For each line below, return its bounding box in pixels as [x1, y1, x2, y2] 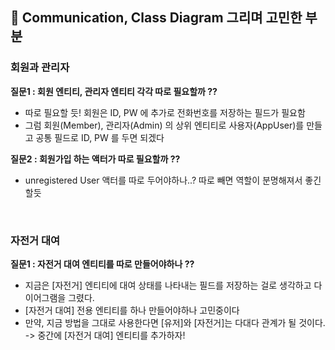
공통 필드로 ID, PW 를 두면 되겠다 [35, 131, 165, 143]
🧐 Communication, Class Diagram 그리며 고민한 [10, 9, 303, 27]
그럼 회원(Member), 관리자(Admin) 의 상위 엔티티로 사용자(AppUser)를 [24, 119, 305, 131]
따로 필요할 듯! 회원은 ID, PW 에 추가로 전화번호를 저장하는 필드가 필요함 [24, 106, 306, 118]
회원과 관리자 [10, 61, 70, 75]
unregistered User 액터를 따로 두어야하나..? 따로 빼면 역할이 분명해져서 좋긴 [24, 174, 322, 186]
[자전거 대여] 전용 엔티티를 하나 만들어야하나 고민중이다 [24, 304, 240, 316]
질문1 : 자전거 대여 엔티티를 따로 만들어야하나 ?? [10, 258, 195, 270]
